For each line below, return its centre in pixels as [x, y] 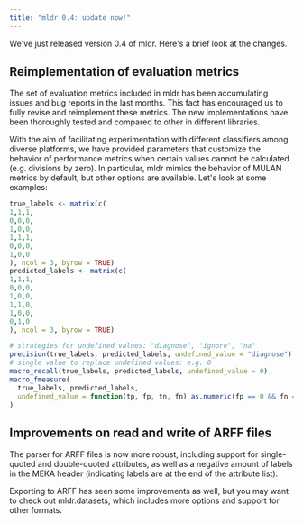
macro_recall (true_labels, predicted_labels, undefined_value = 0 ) [139, 372]
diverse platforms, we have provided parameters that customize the [135, 149]
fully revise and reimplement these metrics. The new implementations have [149, 113]
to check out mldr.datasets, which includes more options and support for [144, 500]
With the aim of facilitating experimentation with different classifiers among [149, 140]
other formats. [36, 510]
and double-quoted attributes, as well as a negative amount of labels [165, 464]
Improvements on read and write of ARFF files [141, 432]
